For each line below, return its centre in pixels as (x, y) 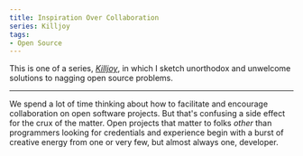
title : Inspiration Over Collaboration (84, 18)
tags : (19, 34)
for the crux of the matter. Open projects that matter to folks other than (141, 124)
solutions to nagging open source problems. (92, 78)
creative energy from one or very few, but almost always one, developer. (144, 142)
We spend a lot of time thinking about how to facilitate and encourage (139, 104)
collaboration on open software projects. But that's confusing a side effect (147, 114)
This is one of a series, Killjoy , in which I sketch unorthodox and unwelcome (150, 69)
